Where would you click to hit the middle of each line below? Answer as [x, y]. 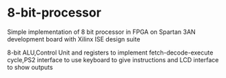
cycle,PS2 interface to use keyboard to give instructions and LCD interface [113, 59]
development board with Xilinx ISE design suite [74, 39]
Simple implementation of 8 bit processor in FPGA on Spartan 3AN [102, 32]
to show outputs [30, 67]
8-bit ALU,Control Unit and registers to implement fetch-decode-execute [110, 52]
